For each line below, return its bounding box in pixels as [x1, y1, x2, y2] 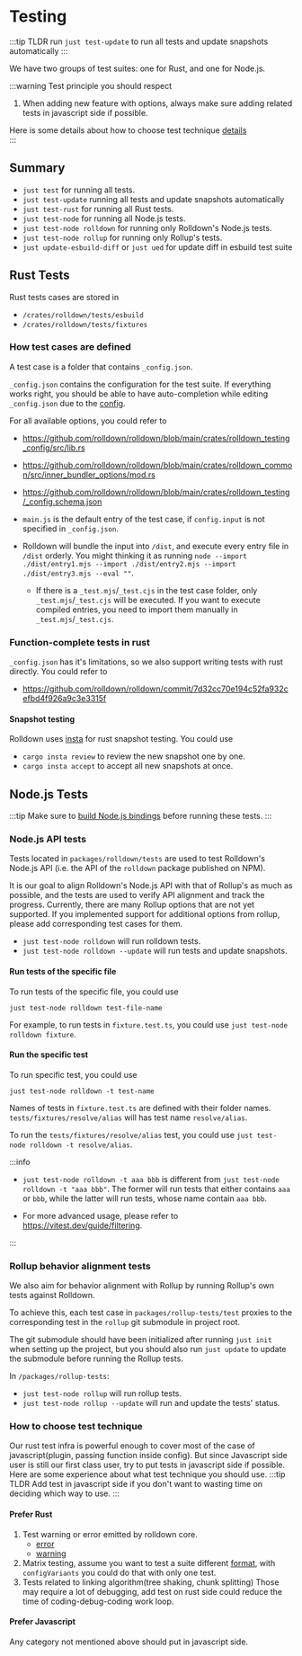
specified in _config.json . [22, 523, 120, 534]
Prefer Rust [9, 1509, 53, 1520]
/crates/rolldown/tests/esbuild [22, 310, 144, 320]
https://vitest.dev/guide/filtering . [22, 1220, 143, 1231]
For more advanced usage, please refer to [22, 1210, 179, 1221]
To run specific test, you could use [9, 1069, 138, 1080]
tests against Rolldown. [9, 1290, 96, 1301]
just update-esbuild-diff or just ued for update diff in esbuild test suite [22, 241, 293, 253]
